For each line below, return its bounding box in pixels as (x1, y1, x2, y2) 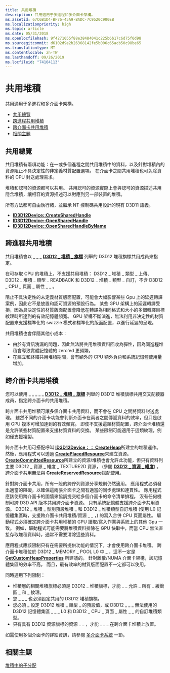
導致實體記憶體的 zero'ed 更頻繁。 (21, 347, 94, 353)
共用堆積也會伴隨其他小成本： (5, 330, 67, 336)
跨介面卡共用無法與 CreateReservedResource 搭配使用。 (5, 470, 124, 476)
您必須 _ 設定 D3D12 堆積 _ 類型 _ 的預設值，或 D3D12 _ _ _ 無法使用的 (12, 602, 157, 608)
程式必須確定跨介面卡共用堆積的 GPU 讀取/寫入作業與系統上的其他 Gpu (9, 518, 157, 525)
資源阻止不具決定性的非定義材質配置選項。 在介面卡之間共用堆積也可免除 (5, 168, 157, 173)
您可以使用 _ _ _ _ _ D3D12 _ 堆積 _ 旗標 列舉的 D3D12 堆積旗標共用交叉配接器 (5, 391, 165, 397)
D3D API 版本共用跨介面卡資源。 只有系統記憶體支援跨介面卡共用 (19, 499, 155, 506)
